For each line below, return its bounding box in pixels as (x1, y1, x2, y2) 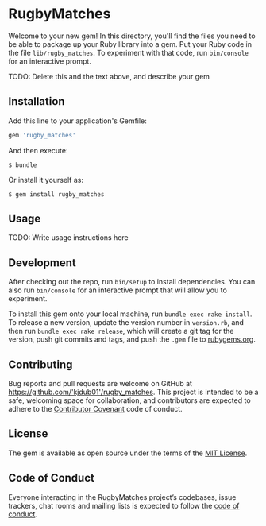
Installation (8, 95, 65, 108)
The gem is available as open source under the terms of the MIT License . (8, 448, 248, 458)
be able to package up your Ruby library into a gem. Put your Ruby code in (8, 39, 253, 48)
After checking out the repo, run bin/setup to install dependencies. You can (8, 277, 256, 287)
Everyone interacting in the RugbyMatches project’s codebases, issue (8, 492, 237, 501)
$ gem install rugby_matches (8, 190, 105, 199)
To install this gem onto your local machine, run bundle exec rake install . (8, 309, 253, 319)
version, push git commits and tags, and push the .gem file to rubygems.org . (8, 335, 256, 344)
